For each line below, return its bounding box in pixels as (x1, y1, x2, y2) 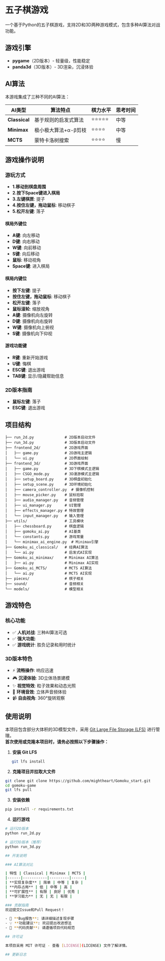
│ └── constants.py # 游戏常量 (5, 534, 84, 539)
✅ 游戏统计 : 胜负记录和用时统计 (12, 641, 76, 648)
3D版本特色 (5, 655, 33, 662)
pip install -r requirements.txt (5, 807, 74, 812)
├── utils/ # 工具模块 (5, 518, 84, 524)
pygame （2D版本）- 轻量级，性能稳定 (12, 58, 90, 64)
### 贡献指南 (5, 902, 29, 908)
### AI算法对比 (5, 862, 33, 867)
